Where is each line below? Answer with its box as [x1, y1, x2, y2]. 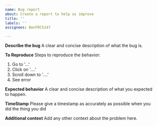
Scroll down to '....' [12, 72, 49, 78]
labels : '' [5, 20, 27, 26]
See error [12, 77, 31, 83]
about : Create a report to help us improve [5, 12, 94, 16]
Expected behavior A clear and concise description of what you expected [5, 86, 153, 92]
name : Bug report [5, 7, 40, 12]
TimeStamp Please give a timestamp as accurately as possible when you [5, 101, 151, 107]
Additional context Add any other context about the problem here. [5, 115, 138, 121]
